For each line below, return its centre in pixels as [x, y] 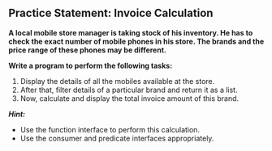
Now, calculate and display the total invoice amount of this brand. [130, 98]
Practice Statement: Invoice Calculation [111, 13]
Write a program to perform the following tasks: [91, 65]
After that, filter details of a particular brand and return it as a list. [129, 90]
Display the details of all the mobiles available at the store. [117, 81]
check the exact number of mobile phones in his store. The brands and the [136, 41]
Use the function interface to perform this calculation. [110, 129]
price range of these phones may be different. [87, 50]
